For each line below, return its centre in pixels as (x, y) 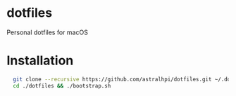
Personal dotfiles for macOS (48, 32)
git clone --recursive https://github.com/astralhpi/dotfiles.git (112, 79)
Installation (40, 61)
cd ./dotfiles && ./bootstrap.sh (62, 85)
